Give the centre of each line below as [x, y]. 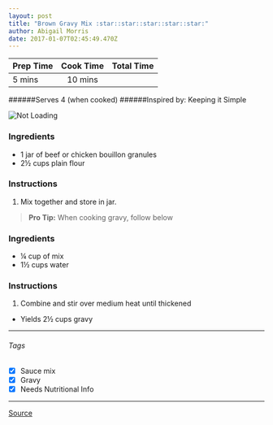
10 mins [83, 80]
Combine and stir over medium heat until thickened [106, 304]
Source [20, 413]
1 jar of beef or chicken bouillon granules [88, 154]
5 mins [26, 80]
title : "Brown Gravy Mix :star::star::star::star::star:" [108, 24]
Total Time [133, 66]
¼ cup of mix [42, 256]
